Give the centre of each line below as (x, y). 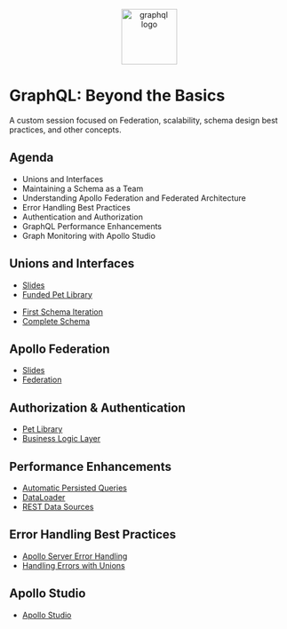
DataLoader (44, 497)
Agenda (32, 158)
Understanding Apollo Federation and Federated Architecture (134, 198)
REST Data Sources (58, 507)
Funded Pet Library (57, 294)
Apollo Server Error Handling (75, 556)
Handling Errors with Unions (74, 565)
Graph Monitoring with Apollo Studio (88, 235)
